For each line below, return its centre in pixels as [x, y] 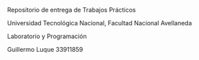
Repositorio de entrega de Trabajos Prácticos [72, 10]
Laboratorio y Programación [47, 36]
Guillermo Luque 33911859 [45, 49]
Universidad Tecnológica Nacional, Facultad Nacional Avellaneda [99, 23]
